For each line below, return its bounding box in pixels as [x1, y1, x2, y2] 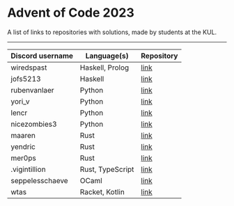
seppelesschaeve [10, 175, 68, 185]
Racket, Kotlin [79, 187, 125, 196]
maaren [10, 130, 36, 140]
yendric [10, 141, 36, 151]
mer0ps [10, 153, 36, 163]
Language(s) [85, 51, 129, 61]
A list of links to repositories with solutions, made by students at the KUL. [7, 28, 217, 36]
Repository [141, 51, 178, 61]
